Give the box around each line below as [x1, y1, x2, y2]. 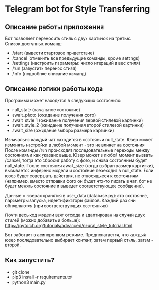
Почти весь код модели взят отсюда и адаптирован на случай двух [5, 212, 145, 218]
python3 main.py [12, 279, 46, 285]
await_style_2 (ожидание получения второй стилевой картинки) [12, 122, 144, 128]
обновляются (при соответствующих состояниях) [5, 202, 108, 209]
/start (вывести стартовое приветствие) [12, 50, 94, 56]
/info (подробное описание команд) [12, 71, 86, 76]
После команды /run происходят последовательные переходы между [5, 147, 150, 153]
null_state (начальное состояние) [12, 107, 81, 112]
